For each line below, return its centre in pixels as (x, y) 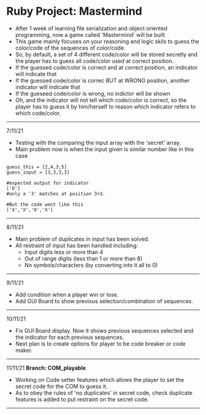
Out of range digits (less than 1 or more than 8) (83, 258)
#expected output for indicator (48, 183)
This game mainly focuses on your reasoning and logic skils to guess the (107, 41)
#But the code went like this (45, 204)
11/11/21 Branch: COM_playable (46, 368)
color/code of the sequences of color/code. (70, 48)
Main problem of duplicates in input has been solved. (82, 239)
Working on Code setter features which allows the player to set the (100, 379)
